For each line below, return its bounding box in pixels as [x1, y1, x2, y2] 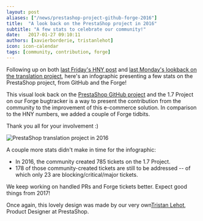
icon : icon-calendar [6, 44, 59, 50]
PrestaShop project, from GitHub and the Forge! [6, 79, 127, 86]
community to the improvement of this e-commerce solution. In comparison [6, 104, 197, 111]
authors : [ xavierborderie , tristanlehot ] [6, 37, 114, 44]
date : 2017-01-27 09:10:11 [6, 32, 81, 38]
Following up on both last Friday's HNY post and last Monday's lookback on [6, 66, 197, 73]
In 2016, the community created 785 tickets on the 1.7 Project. [15, 158, 171, 165]
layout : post [6, 9, 40, 15]
